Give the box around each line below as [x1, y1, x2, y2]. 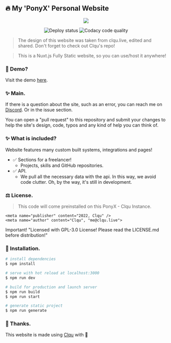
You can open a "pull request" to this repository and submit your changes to [5, 117, 166, 123]
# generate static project [5, 303, 63, 309]
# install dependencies [5, 256, 56, 262]
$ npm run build [5, 289, 40, 294]
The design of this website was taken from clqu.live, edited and [17, 37, 152, 43]
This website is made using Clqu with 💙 [5, 332, 88, 338]
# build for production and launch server [5, 284, 97, 290]
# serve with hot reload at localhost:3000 [5, 271, 100, 276]
